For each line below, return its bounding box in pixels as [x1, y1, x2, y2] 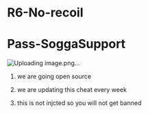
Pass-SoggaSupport [7, 36, 126, 52]
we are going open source [16, 72, 91, 80]
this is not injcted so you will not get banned [16, 99, 142, 107]
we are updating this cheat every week [16, 86, 127, 94]
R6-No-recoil [7, 5, 84, 21]
